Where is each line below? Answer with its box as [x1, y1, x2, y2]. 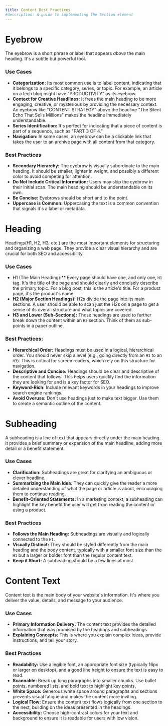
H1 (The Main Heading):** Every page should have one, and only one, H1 [12, 275, 162, 281]
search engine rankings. [12, 389, 63, 395]
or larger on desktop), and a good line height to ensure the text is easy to [12, 667, 163, 673]
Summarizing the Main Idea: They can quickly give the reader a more [12, 480, 157, 486]
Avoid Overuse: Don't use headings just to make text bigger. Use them [12, 395, 159, 401]
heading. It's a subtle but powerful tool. [5, 56, 86, 62]
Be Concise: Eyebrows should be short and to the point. [12, 195, 129, 201]
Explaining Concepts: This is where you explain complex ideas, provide [12, 632, 161, 638]
